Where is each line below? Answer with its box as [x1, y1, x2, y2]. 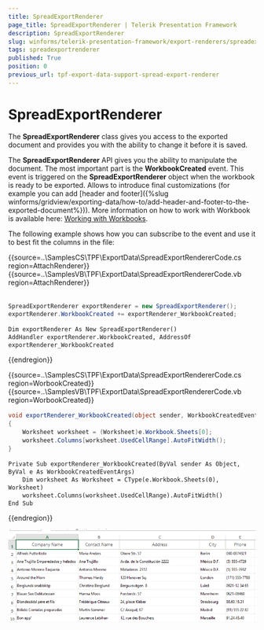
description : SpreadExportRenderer [8, 29, 125, 37]
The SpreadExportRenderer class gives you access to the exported [8, 131, 228, 141]
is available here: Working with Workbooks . [8, 213, 148, 223]
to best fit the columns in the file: [8, 237, 115, 247]
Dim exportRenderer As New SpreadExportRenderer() [8, 326, 178, 333]
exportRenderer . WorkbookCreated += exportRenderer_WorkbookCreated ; [8, 311, 237, 319]
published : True [8, 54, 61, 62]
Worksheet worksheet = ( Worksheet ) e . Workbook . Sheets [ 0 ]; [22, 429, 213, 437]
